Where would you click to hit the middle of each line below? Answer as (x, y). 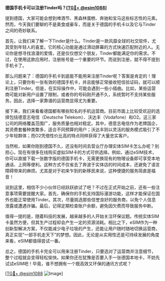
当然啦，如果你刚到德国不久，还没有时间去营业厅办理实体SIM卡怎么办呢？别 (82, 146)
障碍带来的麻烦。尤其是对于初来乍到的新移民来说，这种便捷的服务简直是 (78, 171)
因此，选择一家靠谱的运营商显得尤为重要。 (56, 101)
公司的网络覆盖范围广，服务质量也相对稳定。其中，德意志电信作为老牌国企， (82, 123)
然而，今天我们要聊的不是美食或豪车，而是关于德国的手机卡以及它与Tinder (81, 24)
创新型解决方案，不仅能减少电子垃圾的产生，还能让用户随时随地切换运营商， (82, 229)
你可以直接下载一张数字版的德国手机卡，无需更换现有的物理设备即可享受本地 (82, 158)
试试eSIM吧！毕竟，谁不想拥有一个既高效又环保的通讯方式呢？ (68, 264)
